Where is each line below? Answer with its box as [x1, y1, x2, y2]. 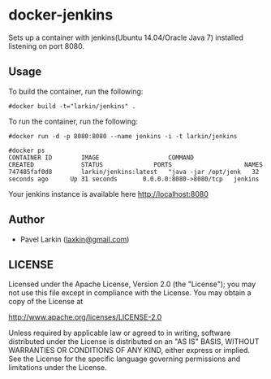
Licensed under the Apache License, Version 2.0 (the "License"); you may [8, 279, 256, 290]
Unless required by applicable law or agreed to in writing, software [8, 328, 231, 338]
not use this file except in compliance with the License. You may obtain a [8, 288, 252, 298]
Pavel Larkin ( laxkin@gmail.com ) [19, 234, 130, 244]
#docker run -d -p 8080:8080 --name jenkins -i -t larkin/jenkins [8, 132, 238, 140]
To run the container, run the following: [8, 116, 138, 126]
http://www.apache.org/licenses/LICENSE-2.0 [8, 312, 162, 322]
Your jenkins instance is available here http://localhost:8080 [8, 189, 209, 198]
